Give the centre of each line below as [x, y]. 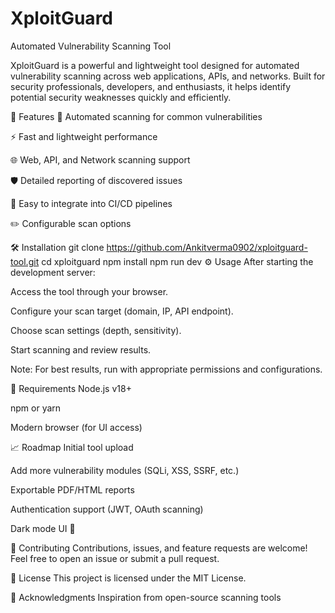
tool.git [25, 261]
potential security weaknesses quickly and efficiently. [121, 97]
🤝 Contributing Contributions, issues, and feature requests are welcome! [159, 548]
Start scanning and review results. [81, 349]
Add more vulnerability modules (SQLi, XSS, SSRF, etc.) [125, 470]
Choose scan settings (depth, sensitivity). [96, 330]
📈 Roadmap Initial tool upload [72, 447]
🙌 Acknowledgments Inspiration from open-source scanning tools [146, 597]
